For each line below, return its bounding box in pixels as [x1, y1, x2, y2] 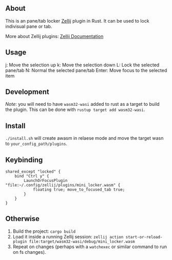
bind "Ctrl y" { [14, 174, 50, 179]
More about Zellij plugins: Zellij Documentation [5, 33, 104, 39]
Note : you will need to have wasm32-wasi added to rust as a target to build [5, 101, 160, 107]
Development [5, 87, 50, 97]
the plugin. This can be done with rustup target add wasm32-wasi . [5, 106, 145, 113]
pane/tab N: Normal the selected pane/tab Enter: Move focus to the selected [5, 67, 167, 73]
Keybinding [5, 155, 43, 164]
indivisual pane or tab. [5, 23, 52, 29]
